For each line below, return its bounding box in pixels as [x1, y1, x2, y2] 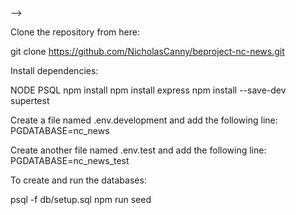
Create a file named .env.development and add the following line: [10, 114, 278, 126]
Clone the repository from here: [10, 26, 140, 38]
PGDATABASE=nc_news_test [10, 155, 130, 166]
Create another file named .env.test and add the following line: [10, 144, 267, 156]
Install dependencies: [10, 65, 99, 76]
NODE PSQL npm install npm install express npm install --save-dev [10, 84, 287, 96]
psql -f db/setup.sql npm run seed [10, 194, 152, 205]
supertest [10, 95, 50, 106]
